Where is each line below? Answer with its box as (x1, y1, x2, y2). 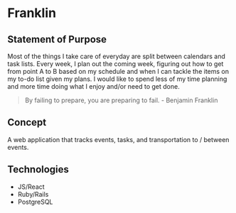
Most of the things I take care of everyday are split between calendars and (7, 52, 226, 60)
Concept (7, 116, 47, 129)
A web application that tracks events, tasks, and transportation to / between (7, 135, 230, 143)
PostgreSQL (17, 197, 53, 206)
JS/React (17, 182, 45, 191)
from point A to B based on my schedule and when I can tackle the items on (7, 67, 230, 75)
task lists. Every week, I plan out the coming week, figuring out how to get (7, 60, 224, 68)
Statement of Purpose (7, 33, 107, 45)
